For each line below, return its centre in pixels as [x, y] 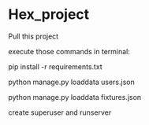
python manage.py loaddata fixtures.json [75, 97]
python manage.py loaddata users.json [72, 82]
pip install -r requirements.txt [55, 66]
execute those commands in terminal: [69, 51]
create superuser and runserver [60, 112]
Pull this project [34, 36]
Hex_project [49, 15]
